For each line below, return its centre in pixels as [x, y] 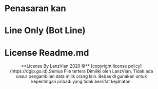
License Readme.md [47, 52]
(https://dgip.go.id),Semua [36, 71]
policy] [135, 66]
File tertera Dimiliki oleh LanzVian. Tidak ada [108, 71]
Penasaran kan [35, 8]
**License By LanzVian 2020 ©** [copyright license [74, 66]
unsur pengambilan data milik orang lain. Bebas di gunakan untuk [81, 76]
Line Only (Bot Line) [45, 31]
